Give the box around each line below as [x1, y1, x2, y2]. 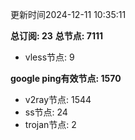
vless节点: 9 [24, 51, 75, 63]
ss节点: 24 [24, 106, 68, 118]
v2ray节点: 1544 [24, 94, 92, 105]
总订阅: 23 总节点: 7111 [10, 30, 104, 42]
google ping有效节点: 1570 [10, 73, 122, 84]
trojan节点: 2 [24, 119, 77, 130]
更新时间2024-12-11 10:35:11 [10, 9, 127, 20]
